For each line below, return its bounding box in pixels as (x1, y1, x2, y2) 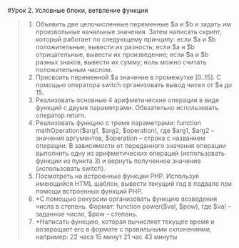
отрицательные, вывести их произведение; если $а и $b (35, 50, 209, 59)
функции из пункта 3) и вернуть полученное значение (35, 157, 201, 165)
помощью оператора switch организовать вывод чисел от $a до (35, 81, 233, 89)
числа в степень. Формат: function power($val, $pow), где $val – (35, 202, 231, 210)
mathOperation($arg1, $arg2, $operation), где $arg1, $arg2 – (35, 127, 215, 134)
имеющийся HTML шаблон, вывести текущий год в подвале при (35, 179, 233, 188)
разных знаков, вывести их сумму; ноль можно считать (35, 58, 207, 66)
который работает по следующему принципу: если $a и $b (35, 35, 216, 44)
